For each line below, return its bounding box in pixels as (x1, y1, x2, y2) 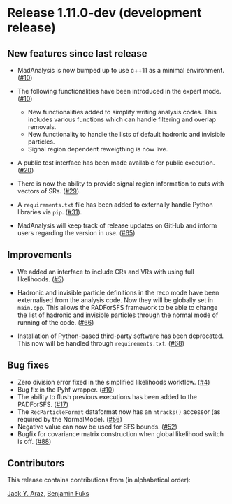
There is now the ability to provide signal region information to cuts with (17, 179, 224, 188)
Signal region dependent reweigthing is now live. (27, 145, 168, 153)
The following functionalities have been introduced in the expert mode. (17, 87, 222, 95)
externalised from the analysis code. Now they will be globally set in (17, 295, 214, 304)
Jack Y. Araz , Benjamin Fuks (7, 489, 89, 498)
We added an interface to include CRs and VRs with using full (17, 267, 194, 276)
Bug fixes (7, 360, 50, 371)
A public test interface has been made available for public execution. (17, 158, 215, 167)
